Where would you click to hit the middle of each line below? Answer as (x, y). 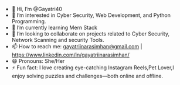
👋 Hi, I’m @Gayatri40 (37, 9)
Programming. (29, 21)
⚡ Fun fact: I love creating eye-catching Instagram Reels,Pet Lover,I (93, 68)
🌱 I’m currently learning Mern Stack (55, 27)
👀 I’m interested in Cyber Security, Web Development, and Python (91, 15)
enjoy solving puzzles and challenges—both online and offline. (87, 76)
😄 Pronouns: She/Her (38, 61)
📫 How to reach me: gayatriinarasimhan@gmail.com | (77, 46)
